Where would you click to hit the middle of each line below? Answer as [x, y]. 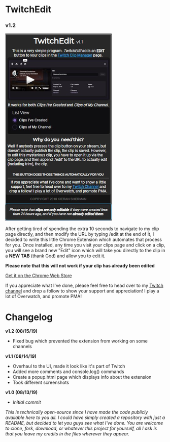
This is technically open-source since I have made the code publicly [77, 412]
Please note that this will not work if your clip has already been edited [80, 266]
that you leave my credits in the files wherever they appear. [67, 434]
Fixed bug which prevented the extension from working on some [80, 341]
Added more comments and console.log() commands [68, 372]
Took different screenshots [41, 383]
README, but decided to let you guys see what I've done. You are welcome [84, 423]
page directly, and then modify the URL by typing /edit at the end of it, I [80, 234]
